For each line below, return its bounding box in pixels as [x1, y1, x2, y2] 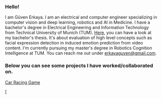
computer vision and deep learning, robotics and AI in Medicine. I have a [5, 19, 150, 25]
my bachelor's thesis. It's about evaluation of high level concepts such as [5, 35, 152, 41]
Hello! [5, 3, 19, 10]
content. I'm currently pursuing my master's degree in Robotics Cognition [5, 45, 152, 51]
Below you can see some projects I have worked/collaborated [5, 62, 153, 69]
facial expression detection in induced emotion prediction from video [5, 40, 144, 46]
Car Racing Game [5, 79, 40, 85]
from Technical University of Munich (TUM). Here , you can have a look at [5, 30, 152, 36]
